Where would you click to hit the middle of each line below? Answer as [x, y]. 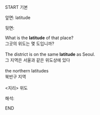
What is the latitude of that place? [39, 38]
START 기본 [17, 7]
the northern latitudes [27, 71]
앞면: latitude [18, 18]
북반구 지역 [16, 77]
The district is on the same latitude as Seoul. [50, 54]
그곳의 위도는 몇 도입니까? [30, 44]
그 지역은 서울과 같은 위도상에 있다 [38, 60]
